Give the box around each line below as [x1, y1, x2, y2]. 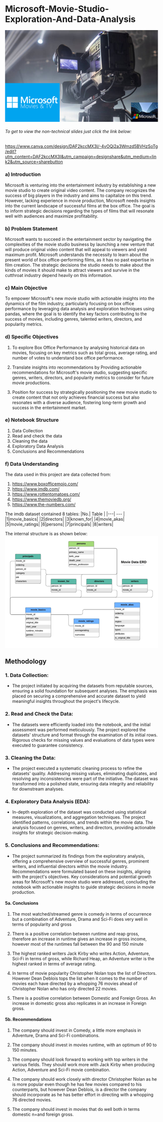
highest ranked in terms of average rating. [12, 961, 96, 967]
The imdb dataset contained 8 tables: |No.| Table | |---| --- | [5, 511, 125, 517]
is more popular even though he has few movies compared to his [12, 1082, 142, 1088]
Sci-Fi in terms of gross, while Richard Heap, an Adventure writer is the [12, 955, 154, 961]
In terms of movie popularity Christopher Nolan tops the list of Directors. [12, 970, 157, 976]
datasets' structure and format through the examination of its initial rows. [12, 732, 158, 738]
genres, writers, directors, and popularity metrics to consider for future [12, 374, 154, 380]
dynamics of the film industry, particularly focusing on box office [5, 301, 134, 306]
